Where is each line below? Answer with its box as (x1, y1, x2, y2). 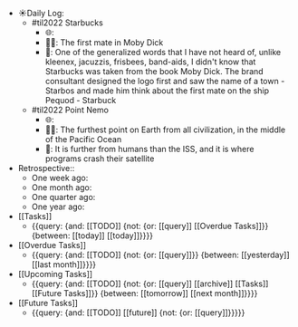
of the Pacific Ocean (44, 134, 122, 144)
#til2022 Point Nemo (31, 104, 110, 115)
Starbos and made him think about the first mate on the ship (44, 85, 270, 96)
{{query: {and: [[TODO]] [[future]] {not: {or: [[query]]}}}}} (31, 307, 245, 318)
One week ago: (31, 172, 89, 183)
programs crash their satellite (44, 153, 155, 164)
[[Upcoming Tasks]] (17, 269, 93, 279)
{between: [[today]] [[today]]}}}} (31, 230, 154, 241)
